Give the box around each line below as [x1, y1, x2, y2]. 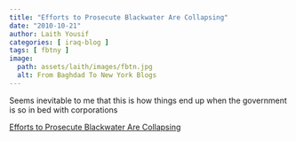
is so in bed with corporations [9, 104, 118, 115]
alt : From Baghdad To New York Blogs [17, 71, 157, 80]
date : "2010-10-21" [9, 21, 82, 30]
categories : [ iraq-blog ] [9, 37, 109, 47]
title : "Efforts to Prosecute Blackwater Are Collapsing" [9, 12, 228, 22]
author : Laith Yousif [9, 29, 90, 38]
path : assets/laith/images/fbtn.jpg [17, 63, 153, 72]
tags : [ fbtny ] [9, 46, 69, 55]
